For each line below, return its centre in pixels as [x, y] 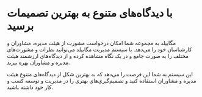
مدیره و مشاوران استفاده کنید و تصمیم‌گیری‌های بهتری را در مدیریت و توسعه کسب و [102, 81]
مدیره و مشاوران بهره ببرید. [38, 62]
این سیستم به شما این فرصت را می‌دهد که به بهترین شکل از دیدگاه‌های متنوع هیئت [100, 74]
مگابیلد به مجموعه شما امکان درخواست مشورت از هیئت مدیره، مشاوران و [92, 43]
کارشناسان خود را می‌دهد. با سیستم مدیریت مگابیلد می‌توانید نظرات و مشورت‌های [99, 49]
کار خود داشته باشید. [30, 87]
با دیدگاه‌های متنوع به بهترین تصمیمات [90, 13]
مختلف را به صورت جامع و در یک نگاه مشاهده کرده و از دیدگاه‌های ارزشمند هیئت [98, 56]
